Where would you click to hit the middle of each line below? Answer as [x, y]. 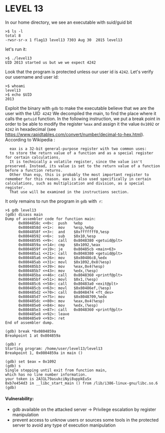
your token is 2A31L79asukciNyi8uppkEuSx [48, 379]
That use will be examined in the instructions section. [69, 192]
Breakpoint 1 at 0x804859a [33, 336]
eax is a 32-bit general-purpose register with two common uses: [78, 149]
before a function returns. [34, 170]
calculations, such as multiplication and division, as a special [75, 183]
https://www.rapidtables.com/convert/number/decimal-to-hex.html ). [75, 134]
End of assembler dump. [30, 323]
